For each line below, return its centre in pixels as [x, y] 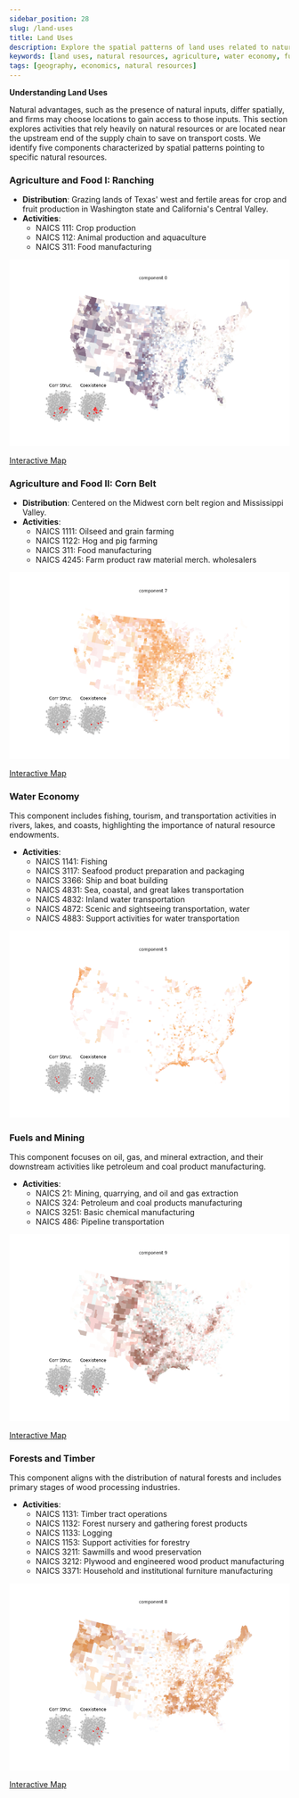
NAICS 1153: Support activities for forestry [113, 1543]
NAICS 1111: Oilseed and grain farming [105, 532]
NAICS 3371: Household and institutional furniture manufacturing [154, 1571]
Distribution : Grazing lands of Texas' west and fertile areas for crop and [154, 200]
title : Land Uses [41, 37]
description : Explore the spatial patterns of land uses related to [139, 47]
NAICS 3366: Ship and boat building [102, 881]
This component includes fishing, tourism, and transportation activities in [143, 816]
